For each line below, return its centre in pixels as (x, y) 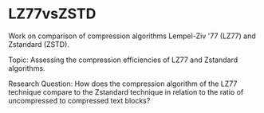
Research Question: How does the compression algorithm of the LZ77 (123, 84)
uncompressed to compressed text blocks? (79, 100)
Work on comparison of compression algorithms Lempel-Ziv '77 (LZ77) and (132, 36)
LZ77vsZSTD (52, 14)
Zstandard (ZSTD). (39, 44)
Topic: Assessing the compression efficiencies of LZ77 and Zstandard (123, 60)
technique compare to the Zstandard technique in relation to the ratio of (126, 92)
